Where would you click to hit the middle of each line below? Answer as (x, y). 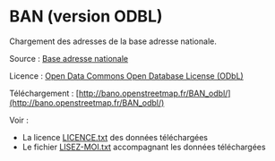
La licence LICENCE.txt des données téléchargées (115, 137)
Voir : (19, 120)
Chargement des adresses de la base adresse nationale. (113, 41)
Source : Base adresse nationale (69, 58)
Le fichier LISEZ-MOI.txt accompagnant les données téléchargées (144, 147)
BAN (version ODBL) (86, 17)
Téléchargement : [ (44, 93)
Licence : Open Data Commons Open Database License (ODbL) (126, 76)
